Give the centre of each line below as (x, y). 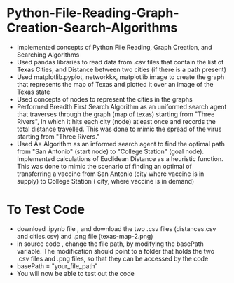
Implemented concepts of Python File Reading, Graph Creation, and (114, 47)
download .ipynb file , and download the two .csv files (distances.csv (116, 228)
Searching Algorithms (48, 55)
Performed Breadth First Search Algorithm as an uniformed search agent (122, 106)
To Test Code (46, 210)
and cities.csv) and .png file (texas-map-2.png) (85, 236)
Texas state (33, 92)
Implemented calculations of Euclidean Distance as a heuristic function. (120, 158)
